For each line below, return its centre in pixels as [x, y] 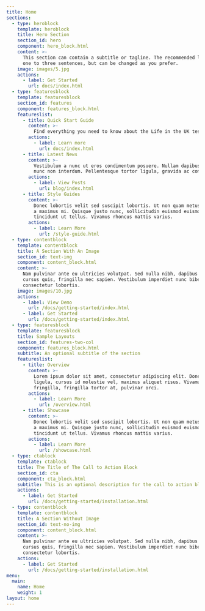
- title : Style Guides [51, 194]
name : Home [31, 587]
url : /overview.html [65, 405]
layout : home [23, 598]
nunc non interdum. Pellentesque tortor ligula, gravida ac [111, 171]
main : [19, 581]
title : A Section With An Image [58, 251]
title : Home [21, 12]
